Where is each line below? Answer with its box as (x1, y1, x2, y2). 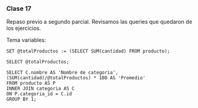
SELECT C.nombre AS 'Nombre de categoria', (6, 70, 119, 76)
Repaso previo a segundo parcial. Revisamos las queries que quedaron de (6, 18, 193, 26)
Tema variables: (6, 37, 47, 44)
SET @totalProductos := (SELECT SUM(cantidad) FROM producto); (6, 48, 171, 54)
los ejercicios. (6, 24, 41, 32)
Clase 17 (6, 4, 32, 13)
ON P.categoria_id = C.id (6, 91, 72, 97)
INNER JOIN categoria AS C (6, 85, 75, 92)
